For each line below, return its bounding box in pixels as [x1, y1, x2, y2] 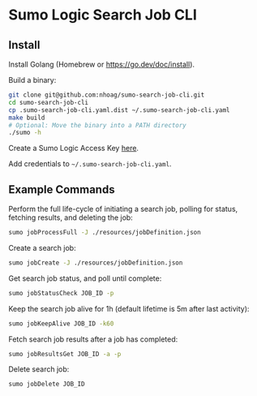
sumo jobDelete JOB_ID [8, 380, 85, 389]
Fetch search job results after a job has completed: [8, 334, 178, 344]
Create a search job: [8, 243, 76, 252]
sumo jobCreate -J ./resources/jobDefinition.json [8, 258, 183, 267]
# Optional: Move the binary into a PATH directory [8, 121, 186, 129]
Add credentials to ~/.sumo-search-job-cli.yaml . [8, 159, 172, 169]
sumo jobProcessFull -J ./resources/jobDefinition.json [8, 229, 201, 237]
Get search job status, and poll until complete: [8, 273, 162, 283]
